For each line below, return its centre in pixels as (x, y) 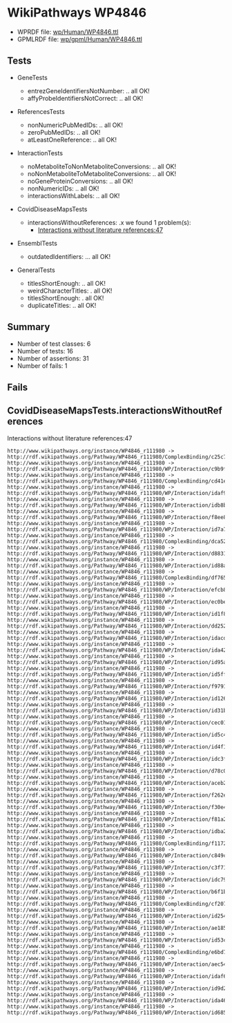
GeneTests (32, 77)
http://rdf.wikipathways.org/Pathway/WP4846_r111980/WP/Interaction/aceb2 (117, 783)
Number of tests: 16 (45, 351)
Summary (29, 327)
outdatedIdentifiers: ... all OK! (69, 256)
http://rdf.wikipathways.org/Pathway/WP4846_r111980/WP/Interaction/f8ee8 (117, 517)
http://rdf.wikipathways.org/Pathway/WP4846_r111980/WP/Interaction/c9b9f (117, 469)
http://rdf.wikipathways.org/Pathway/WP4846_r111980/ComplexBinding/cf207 (117, 904)
